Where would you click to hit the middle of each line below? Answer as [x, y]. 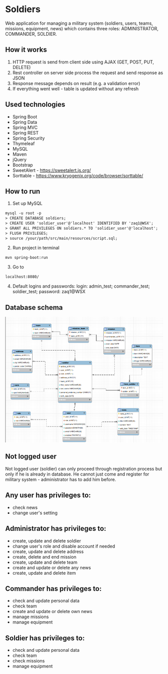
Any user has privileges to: [48, 495]
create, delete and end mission [44, 557]
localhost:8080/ [22, 277]
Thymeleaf [24, 143]
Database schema [34, 308]
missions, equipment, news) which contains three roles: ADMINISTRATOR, [82, 28]
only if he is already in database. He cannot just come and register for [77, 474]
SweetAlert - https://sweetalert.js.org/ [52, 170]
